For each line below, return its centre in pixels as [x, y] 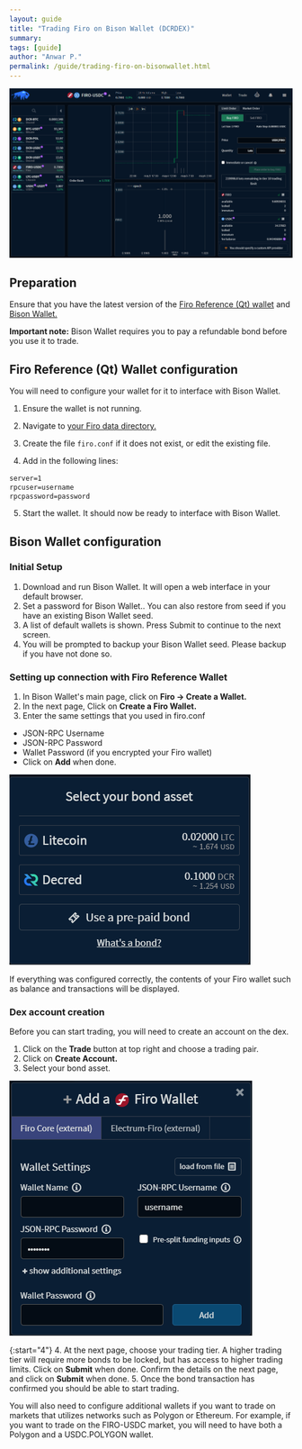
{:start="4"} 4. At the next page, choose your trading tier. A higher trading [146, 1350]
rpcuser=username [42, 488]
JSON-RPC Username [63, 733]
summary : [26, 38]
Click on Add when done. [69, 762]
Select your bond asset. [66, 1068]
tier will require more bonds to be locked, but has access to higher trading [146, 1360]
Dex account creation [57, 1012]
